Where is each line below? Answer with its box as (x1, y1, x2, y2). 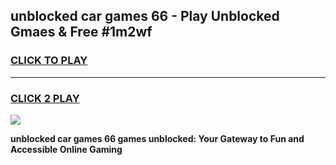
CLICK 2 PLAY (10, 91, 80, 105)
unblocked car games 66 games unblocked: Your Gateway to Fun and (10, 132, 305, 144)
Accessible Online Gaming (10, 143, 123, 155)
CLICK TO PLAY (10, 54, 88, 68)
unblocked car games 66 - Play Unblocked (10, 8, 280, 25)
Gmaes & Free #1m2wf (10, 24, 153, 41)
